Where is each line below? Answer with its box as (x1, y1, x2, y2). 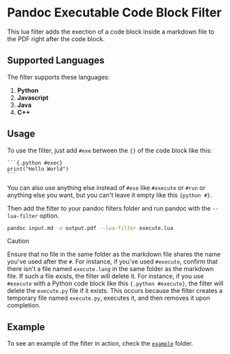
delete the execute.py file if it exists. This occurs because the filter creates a (7, 287, 223, 295)
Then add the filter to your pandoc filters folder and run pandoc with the (7, 204, 211, 212)
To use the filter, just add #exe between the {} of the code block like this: (7, 146, 213, 154)
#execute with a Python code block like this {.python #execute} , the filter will (7, 279, 224, 287)
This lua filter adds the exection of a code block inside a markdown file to (7, 27, 215, 36)
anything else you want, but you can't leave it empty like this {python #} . (7, 191, 213, 199)
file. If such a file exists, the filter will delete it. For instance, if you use (7, 272, 204, 281)
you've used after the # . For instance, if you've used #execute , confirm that (7, 257, 218, 265)
